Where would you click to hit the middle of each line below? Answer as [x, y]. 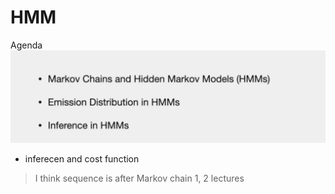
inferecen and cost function [82, 158]
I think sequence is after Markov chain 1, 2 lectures [139, 178]
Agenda [26, 45]
